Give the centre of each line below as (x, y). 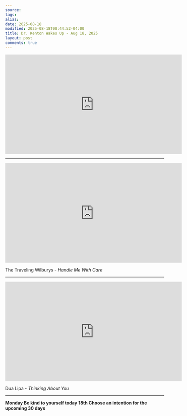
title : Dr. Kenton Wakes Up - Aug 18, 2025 (52, 33)
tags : (11, 15)
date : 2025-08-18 (23, 24)
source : (13, 10)
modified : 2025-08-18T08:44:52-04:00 (45, 29)
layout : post (19, 38)
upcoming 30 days (25, 408)
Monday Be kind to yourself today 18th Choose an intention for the (76, 403)
